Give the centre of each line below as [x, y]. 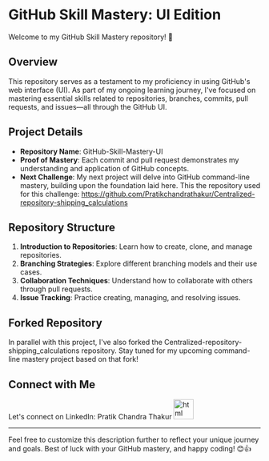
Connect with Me [52, 385]
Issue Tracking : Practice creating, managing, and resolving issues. [130, 298]
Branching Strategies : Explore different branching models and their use [139, 264]
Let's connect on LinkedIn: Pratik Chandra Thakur [90, 417]
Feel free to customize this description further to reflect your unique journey [134, 439]
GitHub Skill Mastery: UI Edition [115, 15]
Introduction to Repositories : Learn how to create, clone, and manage [136, 247]
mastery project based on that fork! [80, 359]
